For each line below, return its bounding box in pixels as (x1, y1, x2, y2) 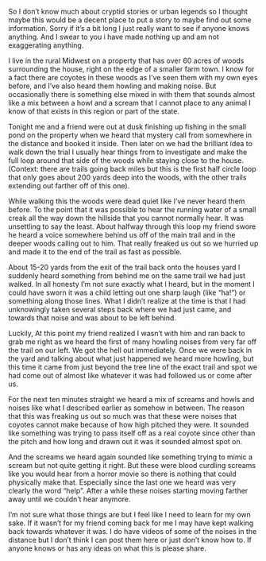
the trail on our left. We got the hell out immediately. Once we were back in (8, 346, 253, 354)
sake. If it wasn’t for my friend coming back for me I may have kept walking (8, 518, 254, 528)
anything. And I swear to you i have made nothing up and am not (8, 32, 220, 41)
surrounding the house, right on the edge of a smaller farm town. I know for (8, 64, 255, 74)
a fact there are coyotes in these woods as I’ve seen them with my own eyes (8, 73, 258, 82)
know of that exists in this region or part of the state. (8, 106, 180, 116)
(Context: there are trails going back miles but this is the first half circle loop (8, 164, 256, 173)
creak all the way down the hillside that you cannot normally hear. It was (8, 214, 245, 222)
